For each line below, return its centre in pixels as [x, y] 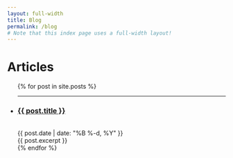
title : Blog [24, 20]
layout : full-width [35, 14]
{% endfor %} [37, 148]
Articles [31, 67]
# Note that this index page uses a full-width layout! [89, 33]
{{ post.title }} [41, 111]
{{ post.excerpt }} [42, 141]
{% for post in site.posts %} [57, 87]
